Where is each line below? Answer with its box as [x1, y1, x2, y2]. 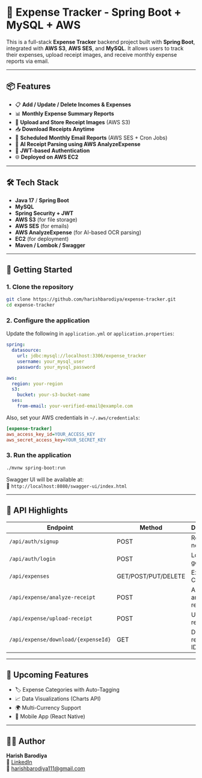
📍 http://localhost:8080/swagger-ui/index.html [6, 482, 127, 489]
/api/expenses [9, 573, 50, 579]
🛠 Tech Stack [6, 177, 59, 188]
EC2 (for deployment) [14, 235, 69, 242]
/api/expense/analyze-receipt [9, 594, 96, 601]
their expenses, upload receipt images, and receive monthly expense [6, 51, 177, 58]
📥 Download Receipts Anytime [14, 125, 95, 132]
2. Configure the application [6, 316, 90, 325]
